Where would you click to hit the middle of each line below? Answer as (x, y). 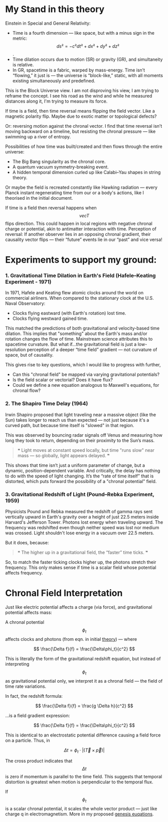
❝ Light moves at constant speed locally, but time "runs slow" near (86, 450)
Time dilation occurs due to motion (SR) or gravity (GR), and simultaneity (88, 59)
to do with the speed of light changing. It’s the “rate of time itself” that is (79, 476)
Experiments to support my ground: (81, 260)
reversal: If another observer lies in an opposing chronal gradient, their (78, 234)
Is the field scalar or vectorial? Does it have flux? (62, 380)
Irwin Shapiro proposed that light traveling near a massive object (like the (81, 415)
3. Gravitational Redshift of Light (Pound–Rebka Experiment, (80, 494)
